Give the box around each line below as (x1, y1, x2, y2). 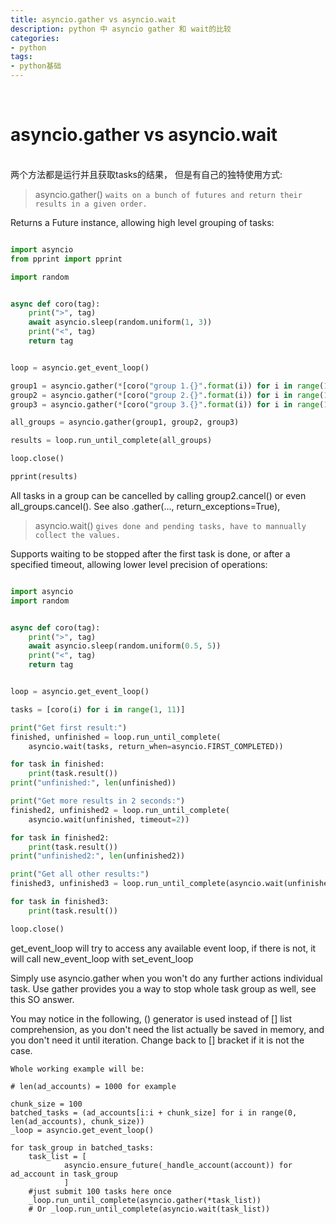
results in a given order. (34, 199, 148, 209)
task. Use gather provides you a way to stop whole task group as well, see (10, 982, 317, 995)
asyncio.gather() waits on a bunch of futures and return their (34, 188, 303, 200)
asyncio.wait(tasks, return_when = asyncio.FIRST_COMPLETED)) (28, 741, 284, 751)
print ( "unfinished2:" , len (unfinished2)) (10, 851, 186, 861)
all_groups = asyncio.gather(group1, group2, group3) (10, 417, 240, 428)
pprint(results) (10, 472, 78, 482)
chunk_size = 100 (10, 1099, 83, 1109)
